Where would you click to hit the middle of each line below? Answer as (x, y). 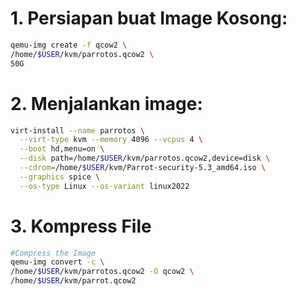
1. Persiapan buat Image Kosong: (149, 18)
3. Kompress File (81, 226)
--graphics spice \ (60, 177)
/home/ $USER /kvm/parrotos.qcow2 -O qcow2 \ (102, 272)
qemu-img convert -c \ (57, 262)
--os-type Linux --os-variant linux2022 (104, 186)
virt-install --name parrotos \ (77, 130)
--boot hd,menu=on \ (62, 149)
